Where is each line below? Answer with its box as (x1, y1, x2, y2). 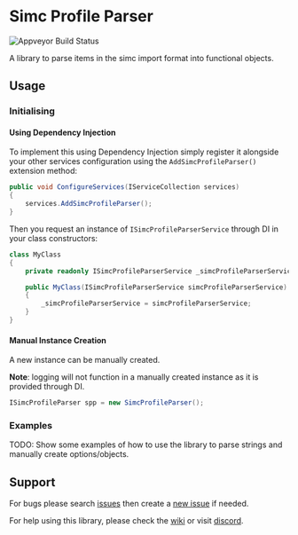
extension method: (9, 166, 78, 177)
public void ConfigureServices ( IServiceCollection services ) (9, 183, 240, 192)
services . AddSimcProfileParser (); (25, 200, 153, 208)
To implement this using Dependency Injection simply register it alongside (9, 146, 279, 157)
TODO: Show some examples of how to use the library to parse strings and (9, 439, 283, 450)
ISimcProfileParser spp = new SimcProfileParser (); (9, 398, 204, 407)
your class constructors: (9, 232, 98, 243)
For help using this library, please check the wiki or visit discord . (9, 515, 244, 526)
